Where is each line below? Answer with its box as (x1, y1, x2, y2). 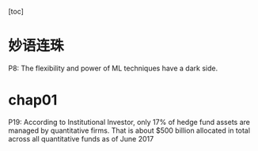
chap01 (8, 91, 58, 109)
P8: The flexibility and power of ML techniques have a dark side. (8, 63, 218, 73)
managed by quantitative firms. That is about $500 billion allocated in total (8, 126, 251, 135)
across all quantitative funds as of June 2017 (8, 134, 154, 143)
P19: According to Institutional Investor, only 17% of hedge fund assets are (8, 117, 251, 126)
